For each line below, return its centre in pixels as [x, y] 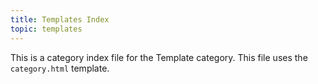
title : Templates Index [60, 19]
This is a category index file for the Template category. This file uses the [159, 57]
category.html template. [60, 68]
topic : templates [46, 29]
